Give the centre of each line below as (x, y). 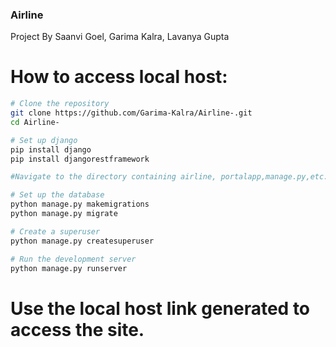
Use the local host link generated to (160, 308)
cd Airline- (35, 122)
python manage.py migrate (64, 214)
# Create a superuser (55, 231)
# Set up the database (57, 195)
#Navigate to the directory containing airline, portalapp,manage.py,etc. (169, 177)
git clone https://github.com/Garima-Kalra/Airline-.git (131, 113)
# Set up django (44, 140)
